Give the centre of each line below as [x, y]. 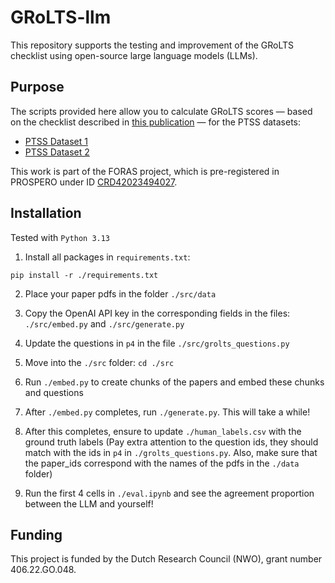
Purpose [37, 87]
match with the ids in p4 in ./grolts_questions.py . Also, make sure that [171, 452]
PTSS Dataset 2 [57, 152]
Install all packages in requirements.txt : [107, 257]
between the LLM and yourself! [89, 503]
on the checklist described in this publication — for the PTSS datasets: [156, 122]
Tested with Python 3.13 [60, 237]
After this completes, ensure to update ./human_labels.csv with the [163, 431]
